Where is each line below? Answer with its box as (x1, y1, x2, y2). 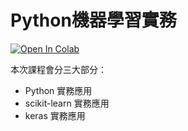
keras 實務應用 (24, 109, 86, 121)
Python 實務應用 (24, 84, 93, 96)
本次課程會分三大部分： (10, 63, 107, 75)
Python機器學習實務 (10, 9, 177, 32)
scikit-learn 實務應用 (24, 97, 110, 109)
